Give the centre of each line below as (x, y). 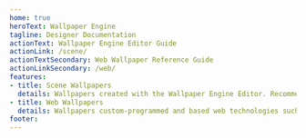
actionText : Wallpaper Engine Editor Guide (93, 43)
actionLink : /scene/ (49, 52)
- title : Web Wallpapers (56, 102)
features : (28, 77)
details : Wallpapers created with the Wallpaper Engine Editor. (142, 94)
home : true (30, 18)
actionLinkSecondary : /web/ (63, 69)
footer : (24, 119)
